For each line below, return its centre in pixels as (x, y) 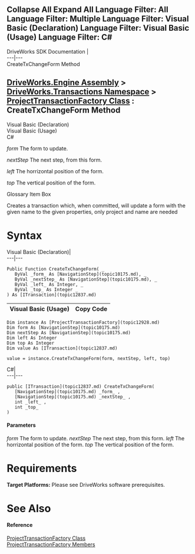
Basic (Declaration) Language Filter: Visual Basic (98, 28)
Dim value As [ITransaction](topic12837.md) (62, 348)
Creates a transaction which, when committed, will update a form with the (96, 205)
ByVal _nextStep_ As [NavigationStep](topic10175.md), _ (86, 279)
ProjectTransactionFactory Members (51, 545)
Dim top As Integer (31, 343)
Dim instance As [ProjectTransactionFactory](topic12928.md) (83, 322)
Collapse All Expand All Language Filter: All (87, 10)
